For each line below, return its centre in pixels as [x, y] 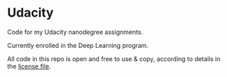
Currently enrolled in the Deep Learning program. [78, 45]
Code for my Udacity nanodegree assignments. [75, 32]
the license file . [29, 66]
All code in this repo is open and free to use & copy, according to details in [114, 59]
